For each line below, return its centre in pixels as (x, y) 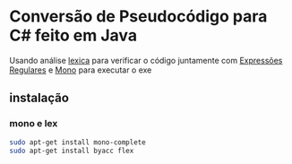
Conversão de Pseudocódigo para (138, 17)
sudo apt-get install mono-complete (77, 142)
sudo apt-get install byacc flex (72, 151)
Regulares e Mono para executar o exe (81, 70)
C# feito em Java (73, 35)
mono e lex (34, 124)
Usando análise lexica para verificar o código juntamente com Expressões (146, 60)
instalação (39, 98)
